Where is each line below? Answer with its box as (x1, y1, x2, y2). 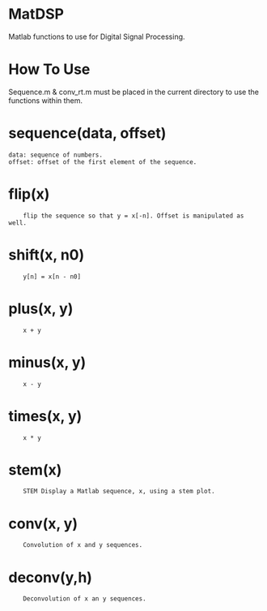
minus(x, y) (8, 353, 87, 372)
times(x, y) (8, 407, 83, 425)
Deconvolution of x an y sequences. (23, 595, 147, 603)
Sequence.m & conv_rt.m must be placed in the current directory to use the (8, 87, 259, 97)
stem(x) (8, 460, 62, 479)
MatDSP (8, 5, 65, 24)
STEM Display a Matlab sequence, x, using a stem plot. (23, 488, 216, 496)
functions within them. (8, 95, 83, 105)
